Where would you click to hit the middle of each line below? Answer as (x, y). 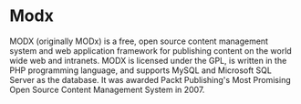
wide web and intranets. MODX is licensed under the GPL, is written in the (148, 60)
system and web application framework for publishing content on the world (150, 50)
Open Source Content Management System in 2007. (107, 89)
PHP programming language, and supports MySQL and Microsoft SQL (140, 70)
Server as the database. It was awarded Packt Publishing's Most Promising (150, 79)
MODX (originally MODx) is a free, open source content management (139, 41)
